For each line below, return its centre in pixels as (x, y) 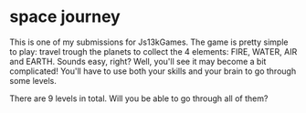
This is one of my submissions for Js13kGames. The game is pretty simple (149, 42)
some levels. (33, 80)
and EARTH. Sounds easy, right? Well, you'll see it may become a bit (138, 61)
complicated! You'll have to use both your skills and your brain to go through (153, 71)
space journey (65, 17)
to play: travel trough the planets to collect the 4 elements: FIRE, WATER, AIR (153, 51)
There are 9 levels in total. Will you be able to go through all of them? (139, 98)
